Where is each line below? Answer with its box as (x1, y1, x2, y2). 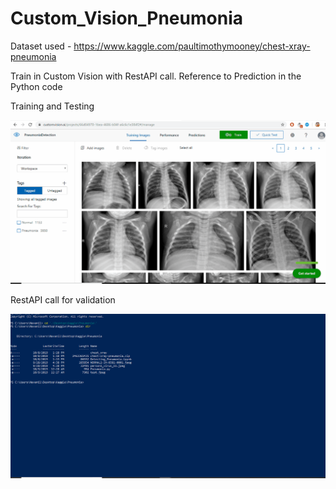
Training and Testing (10, 100, 95, 112)
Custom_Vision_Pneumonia (10, 7, 243, 30)
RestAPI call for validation (10, 294, 116, 306)
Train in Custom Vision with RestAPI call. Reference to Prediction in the (10, 70, 302, 82)
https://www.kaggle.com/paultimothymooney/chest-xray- (73, 40, 311, 52)
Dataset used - (10, 40, 72, 52)
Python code (10, 80, 63, 92)
